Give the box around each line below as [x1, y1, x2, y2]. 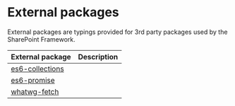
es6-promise [11, 75, 55, 85]
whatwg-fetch [11, 86, 59, 96]
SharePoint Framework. [7, 35, 76, 43]
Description [78, 52, 119, 61]
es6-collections [11, 64, 65, 73]
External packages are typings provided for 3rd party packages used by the [7, 28, 228, 36]
